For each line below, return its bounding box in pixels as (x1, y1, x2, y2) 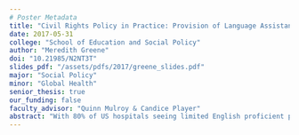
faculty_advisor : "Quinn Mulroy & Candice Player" (9, 104, 201, 113)
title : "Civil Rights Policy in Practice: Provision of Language (9, 21, 256, 30)
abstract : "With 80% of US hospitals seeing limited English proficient (9, 112, 285, 121)
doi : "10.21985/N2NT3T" (9, 54, 98, 63)
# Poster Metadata (9, 12, 77, 22)
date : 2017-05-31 (9, 29, 74, 38)
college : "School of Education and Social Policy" (9, 37, 201, 47)
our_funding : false (9, 95, 82, 105)
